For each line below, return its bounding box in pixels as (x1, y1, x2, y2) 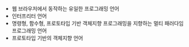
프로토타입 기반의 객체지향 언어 (11, 35, 83, 41)
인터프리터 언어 (11, 12, 47, 19)
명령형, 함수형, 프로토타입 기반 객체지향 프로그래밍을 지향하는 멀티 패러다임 (11, 20, 184, 26)
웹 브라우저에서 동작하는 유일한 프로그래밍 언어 (11, 5, 119, 12)
